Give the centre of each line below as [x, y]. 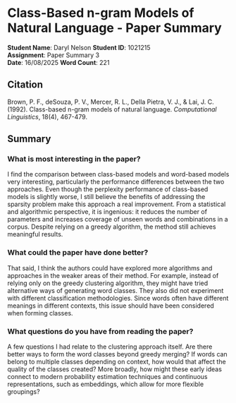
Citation [25, 85]
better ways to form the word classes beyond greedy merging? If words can [117, 354]
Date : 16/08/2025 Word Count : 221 [58, 62]
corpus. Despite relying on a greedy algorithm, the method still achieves [112, 227]
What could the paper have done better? [78, 253]
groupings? [24, 392]
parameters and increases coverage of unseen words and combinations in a [118, 219]
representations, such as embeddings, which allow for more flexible [106, 384]
